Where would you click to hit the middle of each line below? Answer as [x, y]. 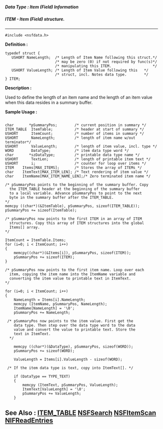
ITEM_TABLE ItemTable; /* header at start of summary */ [75, 130]
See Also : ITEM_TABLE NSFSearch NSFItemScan [81, 413]
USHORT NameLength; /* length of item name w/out [70, 138]
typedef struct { [23, 54]
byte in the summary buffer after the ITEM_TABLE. [62, 198]
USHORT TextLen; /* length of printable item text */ [78, 159]
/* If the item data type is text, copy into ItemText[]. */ [70, 368]
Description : [18, 88]
